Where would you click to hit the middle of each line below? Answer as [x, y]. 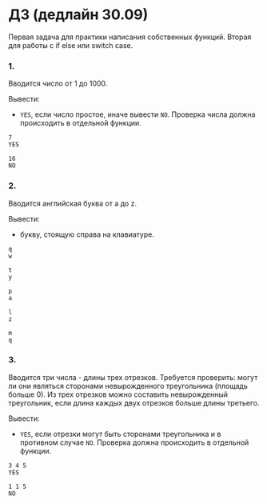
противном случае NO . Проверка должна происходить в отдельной [134, 442]
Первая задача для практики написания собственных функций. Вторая [130, 37]
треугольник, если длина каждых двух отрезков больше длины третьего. [134, 402]
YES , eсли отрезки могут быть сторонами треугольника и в [120, 434]
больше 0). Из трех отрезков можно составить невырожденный [118, 394]
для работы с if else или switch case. [71, 45]
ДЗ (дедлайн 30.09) [78, 15]
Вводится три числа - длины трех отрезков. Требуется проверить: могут [133, 377]
